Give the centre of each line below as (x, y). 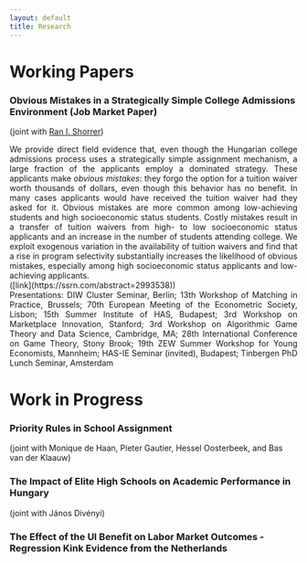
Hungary (30, 493)
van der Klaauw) (40, 458)
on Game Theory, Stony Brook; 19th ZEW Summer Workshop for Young (153, 343)
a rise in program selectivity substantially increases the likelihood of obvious (153, 256)
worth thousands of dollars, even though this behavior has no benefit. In (153, 187)
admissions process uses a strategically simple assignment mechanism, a (153, 159)
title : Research (40, 27)
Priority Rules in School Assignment (91, 429)
